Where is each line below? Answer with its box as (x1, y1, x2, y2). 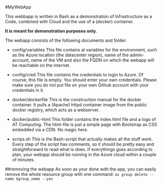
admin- (129, 52, 144, 58)
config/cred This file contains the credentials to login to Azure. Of (12, 72, 144, 77)
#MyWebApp (5, 4, 32, 10)
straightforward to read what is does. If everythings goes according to (12, 147, 153, 152)
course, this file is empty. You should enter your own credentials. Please (12, 77, 157, 83)
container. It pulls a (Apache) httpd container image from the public (12, 102, 147, 107)
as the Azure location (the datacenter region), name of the (12, 52, 129, 58)
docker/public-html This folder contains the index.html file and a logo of (12, 117, 156, 122)
